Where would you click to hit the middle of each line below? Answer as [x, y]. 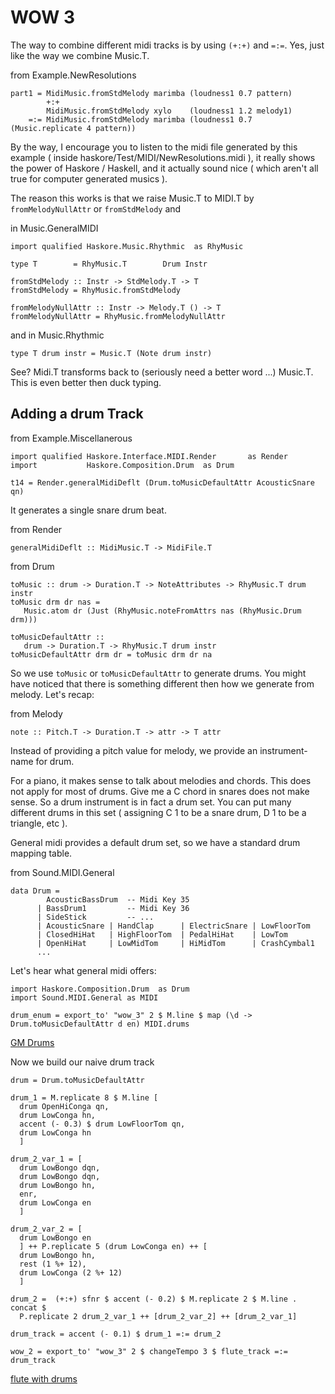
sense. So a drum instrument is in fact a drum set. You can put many [151, 802]
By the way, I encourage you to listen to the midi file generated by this [154, 147]
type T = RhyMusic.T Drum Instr [109, 264]
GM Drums [32, 1042]
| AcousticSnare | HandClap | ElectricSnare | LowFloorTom [173, 926]
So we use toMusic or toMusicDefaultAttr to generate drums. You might [158, 673]
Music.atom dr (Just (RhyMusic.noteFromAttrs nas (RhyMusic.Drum [162, 611]
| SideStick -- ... [95, 917]
